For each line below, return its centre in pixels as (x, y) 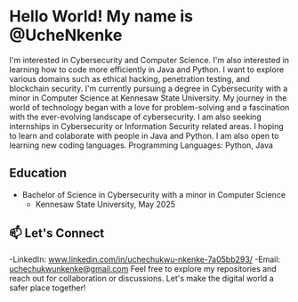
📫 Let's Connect (57, 233)
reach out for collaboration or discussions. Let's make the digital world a (141, 278)
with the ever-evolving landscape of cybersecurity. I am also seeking (136, 117)
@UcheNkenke (66, 35)
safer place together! (48, 288)
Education (38, 173)
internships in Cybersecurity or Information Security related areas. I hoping (147, 126)
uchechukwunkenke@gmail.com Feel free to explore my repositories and (143, 268)
